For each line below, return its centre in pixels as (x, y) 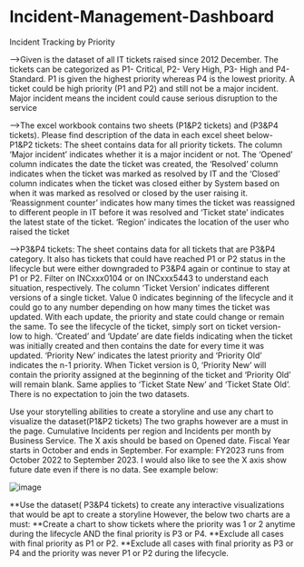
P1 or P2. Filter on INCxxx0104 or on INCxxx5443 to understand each (139, 278)
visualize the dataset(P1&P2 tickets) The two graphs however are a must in (149, 421)
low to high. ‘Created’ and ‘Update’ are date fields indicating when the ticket (151, 336)
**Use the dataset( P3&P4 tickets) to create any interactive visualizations (147, 504)
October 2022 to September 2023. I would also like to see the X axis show (148, 460)
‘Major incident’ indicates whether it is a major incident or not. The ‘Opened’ (151, 154)
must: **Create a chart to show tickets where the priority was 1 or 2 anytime (152, 523)
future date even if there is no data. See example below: (114, 469)
